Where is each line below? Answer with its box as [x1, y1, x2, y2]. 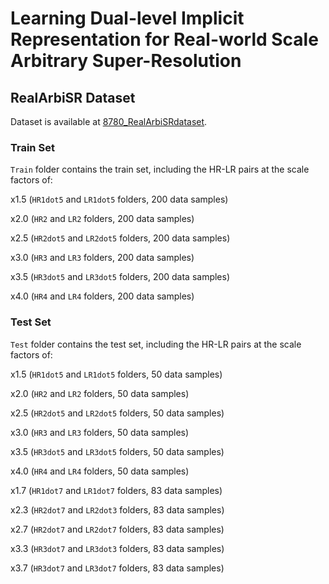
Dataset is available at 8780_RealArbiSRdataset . [10, 116, 208, 127]
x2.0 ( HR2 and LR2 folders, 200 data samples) [10, 213, 195, 225]
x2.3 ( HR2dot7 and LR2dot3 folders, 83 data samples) [10, 503, 225, 516]
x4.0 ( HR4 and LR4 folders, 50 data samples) [10, 465, 190, 477]
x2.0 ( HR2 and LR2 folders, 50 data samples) [10, 387, 190, 399]
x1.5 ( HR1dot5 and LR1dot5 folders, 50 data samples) [10, 368, 223, 380]
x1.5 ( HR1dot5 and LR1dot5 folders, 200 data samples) [10, 193, 229, 206]
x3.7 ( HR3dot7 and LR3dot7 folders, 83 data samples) [10, 562, 225, 574]
